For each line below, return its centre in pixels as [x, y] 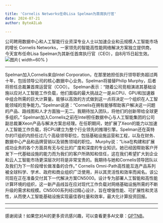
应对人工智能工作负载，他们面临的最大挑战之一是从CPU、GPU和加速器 [84, 93]
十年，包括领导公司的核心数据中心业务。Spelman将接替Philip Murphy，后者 [81, 81]
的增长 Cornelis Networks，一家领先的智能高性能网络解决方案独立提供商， [80, 48]
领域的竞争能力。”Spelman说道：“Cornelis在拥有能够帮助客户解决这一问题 [82, 105]
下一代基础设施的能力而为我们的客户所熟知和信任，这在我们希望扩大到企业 [83, 154]
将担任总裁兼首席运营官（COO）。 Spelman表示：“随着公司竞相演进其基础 [79, 87]
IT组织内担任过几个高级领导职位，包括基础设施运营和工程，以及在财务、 [85, 136]
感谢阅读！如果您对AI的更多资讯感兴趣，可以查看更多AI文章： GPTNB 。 [76, 216]
